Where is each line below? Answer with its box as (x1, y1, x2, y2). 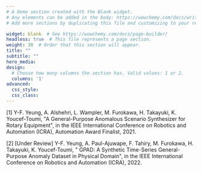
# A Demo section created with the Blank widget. (6, 8, 133, 15)
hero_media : (6, 58, 36, 65)
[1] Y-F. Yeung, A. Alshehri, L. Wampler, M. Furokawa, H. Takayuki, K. (6, 109, 177, 116)
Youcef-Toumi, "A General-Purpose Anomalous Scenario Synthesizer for (6, 115, 186, 122)
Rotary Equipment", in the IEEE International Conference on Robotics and (6, 121, 186, 129)
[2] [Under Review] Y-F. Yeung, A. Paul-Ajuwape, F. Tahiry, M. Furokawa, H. (6, 140, 194, 147)
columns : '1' (11, 76, 44, 82)
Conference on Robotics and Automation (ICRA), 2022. (6, 159, 142, 166)
